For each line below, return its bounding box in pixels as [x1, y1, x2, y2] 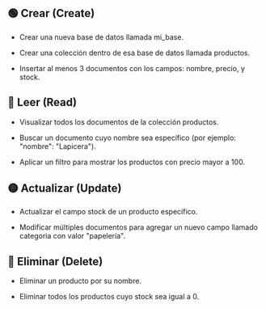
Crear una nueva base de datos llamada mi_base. [19, 32, 184, 42]
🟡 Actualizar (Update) [7, 181, 122, 196]
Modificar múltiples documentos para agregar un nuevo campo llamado [19, 222, 258, 232]
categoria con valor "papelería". [19, 231, 126, 241]
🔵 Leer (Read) [7, 95, 78, 109]
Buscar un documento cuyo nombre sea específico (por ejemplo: [19, 133, 236, 142]
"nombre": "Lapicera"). [19, 141, 96, 151]
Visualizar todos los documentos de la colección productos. [19, 116, 219, 127]
